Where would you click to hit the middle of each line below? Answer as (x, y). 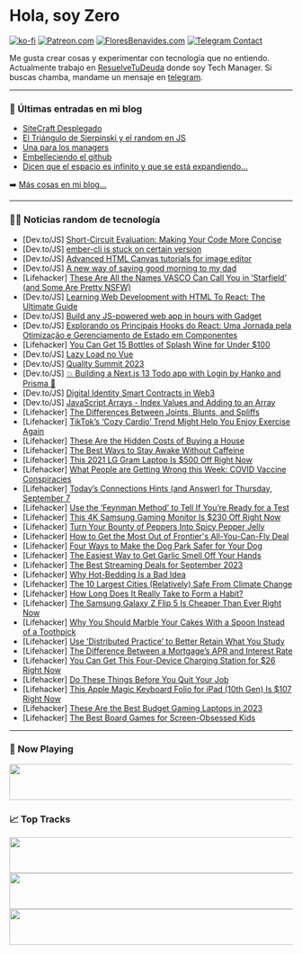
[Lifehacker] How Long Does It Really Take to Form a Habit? (133, 593)
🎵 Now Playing (41, 749)
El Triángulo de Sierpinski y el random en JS (104, 138)
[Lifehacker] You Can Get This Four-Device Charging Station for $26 (149, 660)
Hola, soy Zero (65, 16)
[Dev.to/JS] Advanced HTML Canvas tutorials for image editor (137, 258)
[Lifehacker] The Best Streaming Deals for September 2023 (133, 565)
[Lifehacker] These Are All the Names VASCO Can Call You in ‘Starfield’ (155, 277)
